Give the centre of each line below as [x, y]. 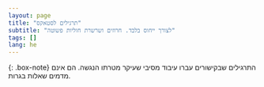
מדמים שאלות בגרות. [40, 76]
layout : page [30, 15]
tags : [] [23, 38]
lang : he [23, 45]
